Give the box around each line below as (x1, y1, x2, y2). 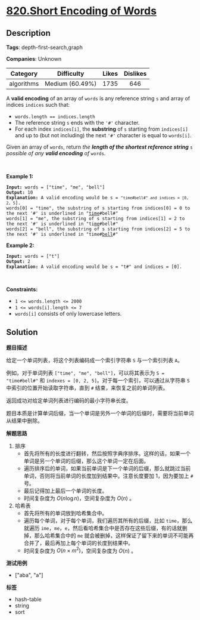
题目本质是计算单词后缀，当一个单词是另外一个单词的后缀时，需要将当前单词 (6, 409, 194, 417)
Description (6, 28, 51, 38)
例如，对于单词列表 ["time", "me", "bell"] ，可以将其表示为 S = (6, 369, 165, 377)
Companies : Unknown (6, 55, 61, 62)
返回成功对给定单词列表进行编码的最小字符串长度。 (6, 397, 132, 404)
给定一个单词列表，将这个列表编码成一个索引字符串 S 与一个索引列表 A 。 (6, 356, 183, 363)
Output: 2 (6, 258, 31, 264)
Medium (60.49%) (44, 79, 97, 88)
